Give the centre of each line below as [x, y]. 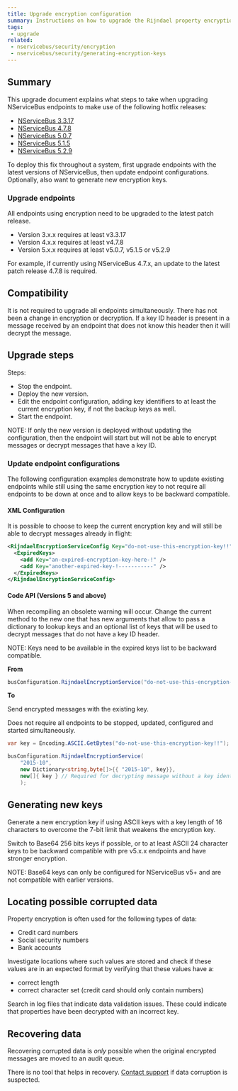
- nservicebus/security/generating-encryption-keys [88, 54]
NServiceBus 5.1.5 [44, 143]
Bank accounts [39, 948]
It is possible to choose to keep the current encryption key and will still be [115, 526]
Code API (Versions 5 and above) [57, 595]
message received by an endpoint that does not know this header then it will [119, 325]
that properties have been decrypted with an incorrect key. [93, 1012]
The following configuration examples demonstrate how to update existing [116, 479]
